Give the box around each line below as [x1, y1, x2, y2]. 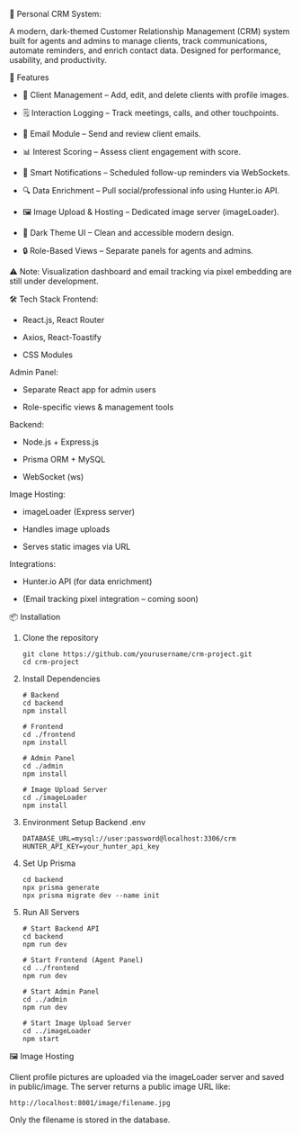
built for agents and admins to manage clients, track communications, [9, 36, 268, 46]
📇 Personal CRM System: [9, 9, 102, 19]
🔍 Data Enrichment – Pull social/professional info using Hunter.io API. [22, 185, 280, 195]
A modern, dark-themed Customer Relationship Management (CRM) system [9, 26, 290, 36]
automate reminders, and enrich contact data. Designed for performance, [9, 45, 281, 56]
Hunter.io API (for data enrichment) [22, 576, 153, 587]
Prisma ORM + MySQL [22, 454, 106, 464]
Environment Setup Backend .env [22, 817, 146, 827]
